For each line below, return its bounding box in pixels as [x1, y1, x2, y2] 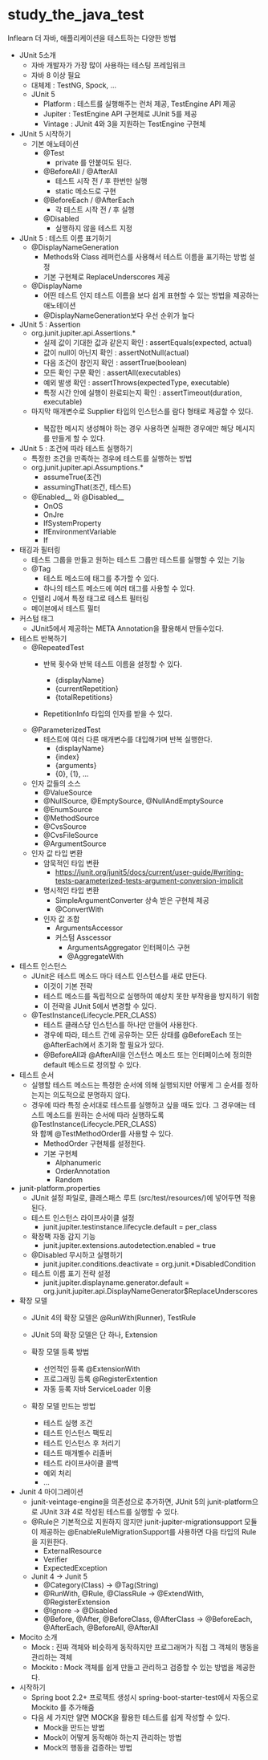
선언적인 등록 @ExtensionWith [43, 1364, 141, 1373]
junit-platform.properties [18, 1183, 101, 1193]
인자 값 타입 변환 [30, 848, 83, 858]
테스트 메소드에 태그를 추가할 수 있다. [43, 573, 160, 583]
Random [55, 1174, 83, 1185]
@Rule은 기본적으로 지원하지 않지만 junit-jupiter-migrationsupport [30, 1517, 242, 1526]
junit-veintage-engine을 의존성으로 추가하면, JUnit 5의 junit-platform [30, 1497, 253, 1506]
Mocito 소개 [18, 1632, 58, 1642]
